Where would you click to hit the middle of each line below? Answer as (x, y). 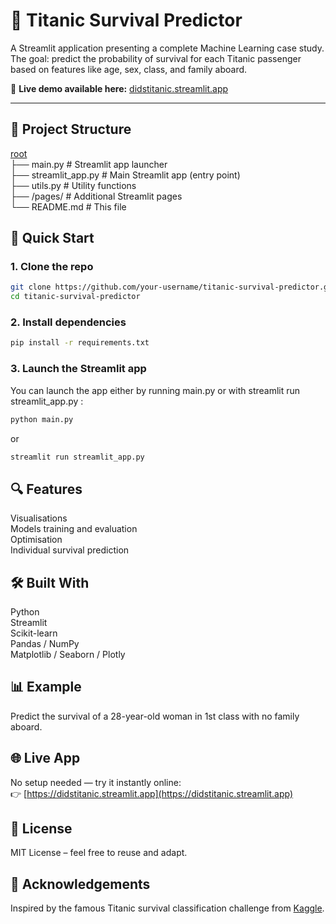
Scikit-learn (34, 633)
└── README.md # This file (68, 206)
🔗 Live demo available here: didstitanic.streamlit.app (119, 88)
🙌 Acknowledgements (80, 884)
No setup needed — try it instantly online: (96, 782)
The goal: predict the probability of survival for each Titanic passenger (156, 58)
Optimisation (36, 540)
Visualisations (39, 518)
